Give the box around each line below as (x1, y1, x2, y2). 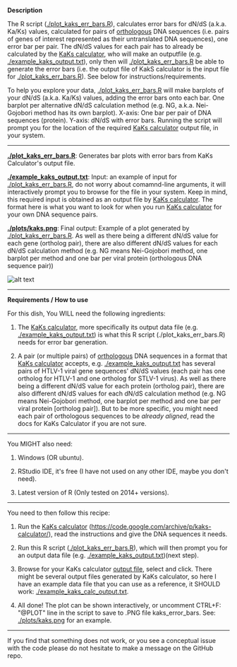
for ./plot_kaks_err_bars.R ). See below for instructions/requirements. (7, 72, 207, 81)
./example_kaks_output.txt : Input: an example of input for (7, 173, 178, 181)
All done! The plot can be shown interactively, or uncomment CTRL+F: (17, 601, 221, 609)
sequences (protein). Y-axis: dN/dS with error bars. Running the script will (7, 116, 222, 124)
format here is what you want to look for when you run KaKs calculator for (7, 203, 222, 211)
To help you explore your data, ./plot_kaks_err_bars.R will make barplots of (7, 86, 224, 94)
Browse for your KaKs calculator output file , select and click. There (17, 565, 212, 573)
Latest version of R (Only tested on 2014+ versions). (17, 488, 169, 497)
